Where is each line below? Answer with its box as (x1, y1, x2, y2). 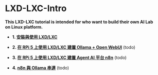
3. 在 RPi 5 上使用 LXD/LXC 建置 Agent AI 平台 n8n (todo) (12, 54, 127, 60)
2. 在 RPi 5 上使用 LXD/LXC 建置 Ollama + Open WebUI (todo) (12, 44, 136, 50)
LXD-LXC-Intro (5, 3, 67, 14)
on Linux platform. (5, 24, 43, 30)
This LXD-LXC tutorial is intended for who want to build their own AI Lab (5, 19, 153, 25)
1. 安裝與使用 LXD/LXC (12, 34, 57, 40)
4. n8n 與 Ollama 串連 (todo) (12, 65, 70, 71)
